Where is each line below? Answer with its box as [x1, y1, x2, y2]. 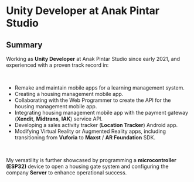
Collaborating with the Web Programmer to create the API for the [14, 97, 171, 104]
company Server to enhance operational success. [6, 169, 127, 176]
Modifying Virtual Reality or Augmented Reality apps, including [14, 128, 166, 135]
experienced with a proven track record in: [6, 61, 109, 68]
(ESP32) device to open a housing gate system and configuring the [6, 163, 169, 170]
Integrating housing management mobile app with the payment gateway [14, 109, 189, 116]
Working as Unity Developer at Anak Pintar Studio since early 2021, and [6, 56, 181, 62]
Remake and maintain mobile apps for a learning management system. [14, 84, 185, 91]
